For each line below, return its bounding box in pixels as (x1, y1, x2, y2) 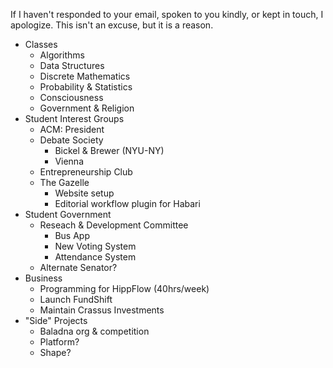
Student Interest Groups (24, 113, 125, 124)
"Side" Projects (24, 315, 88, 326)
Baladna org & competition (39, 325, 150, 337)
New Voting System (54, 240, 137, 252)
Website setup (54, 187, 115, 199)
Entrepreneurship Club (39, 166, 133, 178)
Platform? (39, 336, 80, 348)
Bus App (54, 230, 90, 241)
